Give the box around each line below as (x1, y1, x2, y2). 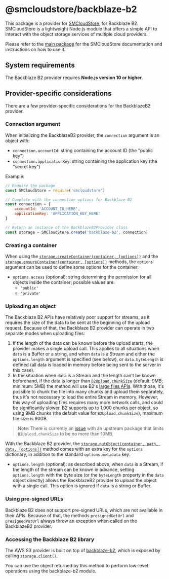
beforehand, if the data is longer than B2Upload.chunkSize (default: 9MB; (12, 378, 163, 384)
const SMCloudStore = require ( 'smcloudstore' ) (5, 188, 105, 193)
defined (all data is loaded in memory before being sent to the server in (12, 361, 161, 368)
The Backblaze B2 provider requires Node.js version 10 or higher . (5, 75, 143, 81)
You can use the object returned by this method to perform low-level (5, 562, 148, 568)
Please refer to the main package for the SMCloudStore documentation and (5, 41, 163, 47)
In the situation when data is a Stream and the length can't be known (12, 373, 156, 379)
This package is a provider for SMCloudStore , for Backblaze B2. (5, 20, 139, 26)
